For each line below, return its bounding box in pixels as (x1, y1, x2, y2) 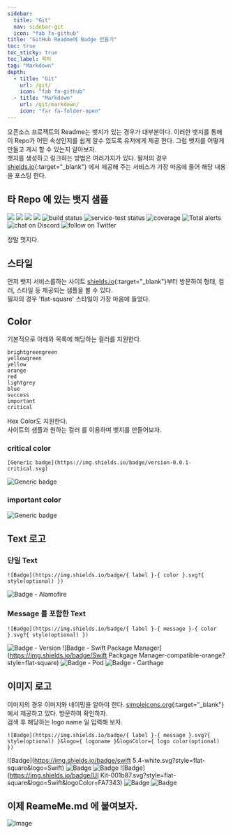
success (7, 392, 30, 399)
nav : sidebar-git (13, 23, 64, 30)
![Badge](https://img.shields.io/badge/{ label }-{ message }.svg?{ (7, 731, 211, 738)
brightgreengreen (7, 349, 58, 356)
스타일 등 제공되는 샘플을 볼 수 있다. (16, 286, 113, 295)
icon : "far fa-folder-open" (20, 107, 101, 114)
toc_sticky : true (7, 50, 58, 57)
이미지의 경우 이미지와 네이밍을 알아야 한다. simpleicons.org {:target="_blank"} (7, 700, 225, 708)
